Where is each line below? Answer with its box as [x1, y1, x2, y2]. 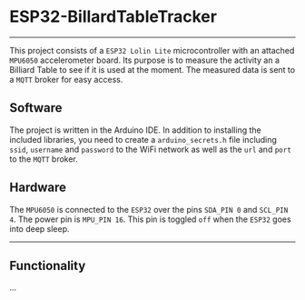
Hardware [9, 180, 66, 195]
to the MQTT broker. [9, 153, 79, 165]
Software [9, 100, 63, 115]
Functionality [9, 257, 86, 274]
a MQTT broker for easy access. [9, 74, 123, 85]
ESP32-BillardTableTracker [9, 6, 218, 27]
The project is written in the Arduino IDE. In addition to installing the [9, 125, 261, 135]
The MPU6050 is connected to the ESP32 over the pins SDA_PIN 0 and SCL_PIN [9, 204, 289, 215]
